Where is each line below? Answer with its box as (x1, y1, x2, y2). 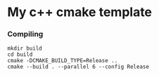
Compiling (7, 29, 44, 39)
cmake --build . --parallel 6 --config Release (7, 64, 150, 71)
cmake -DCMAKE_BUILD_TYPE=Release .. (7, 57, 118, 64)
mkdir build (7, 45, 42, 52)
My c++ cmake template (7, 4, 153, 20)
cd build (7, 51, 33, 58)
